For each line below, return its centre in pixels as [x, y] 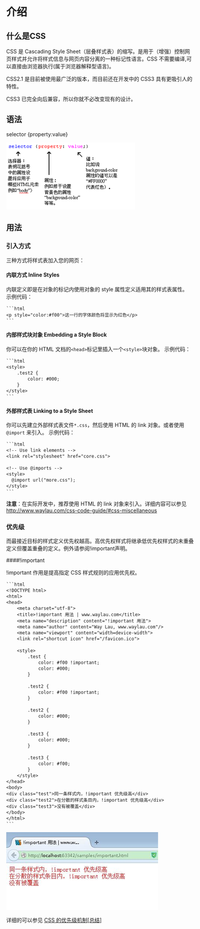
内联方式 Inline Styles [33, 275]
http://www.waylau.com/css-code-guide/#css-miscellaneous [82, 511]
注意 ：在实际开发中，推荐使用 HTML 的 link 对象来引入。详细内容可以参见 [96, 504]
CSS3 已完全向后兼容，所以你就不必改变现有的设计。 [71, 99]
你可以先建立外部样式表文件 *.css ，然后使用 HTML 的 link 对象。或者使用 [95, 425]
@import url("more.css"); [44, 480]
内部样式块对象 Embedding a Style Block [57, 335]
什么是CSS [26, 36]
